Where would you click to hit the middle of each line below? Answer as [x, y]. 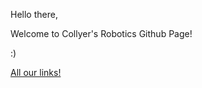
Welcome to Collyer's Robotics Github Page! [101, 33]
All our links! [36, 72]
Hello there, [34, 14]
